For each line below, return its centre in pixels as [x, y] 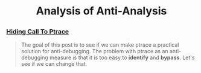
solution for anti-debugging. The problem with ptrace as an [94, 51]
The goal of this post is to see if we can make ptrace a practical [100, 45]
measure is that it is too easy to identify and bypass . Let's [122, 57]
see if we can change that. [54, 63]
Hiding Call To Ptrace [38, 32]
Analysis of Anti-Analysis [101, 11]
